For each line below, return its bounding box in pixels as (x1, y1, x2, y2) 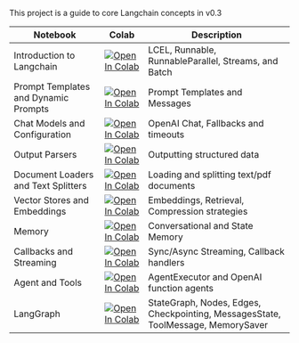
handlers (148, 257, 185, 268)
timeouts (148, 128, 185, 141)
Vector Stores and (13, 194, 89, 206)
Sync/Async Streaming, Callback (148, 245, 285, 257)
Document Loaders (13, 168, 94, 181)
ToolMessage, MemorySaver (148, 319, 269, 331)
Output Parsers (13, 149, 77, 160)
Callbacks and (13, 245, 74, 257)
